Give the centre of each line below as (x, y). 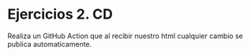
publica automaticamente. (50, 44)
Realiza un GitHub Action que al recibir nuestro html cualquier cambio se (126, 36)
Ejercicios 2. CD (60, 14)
